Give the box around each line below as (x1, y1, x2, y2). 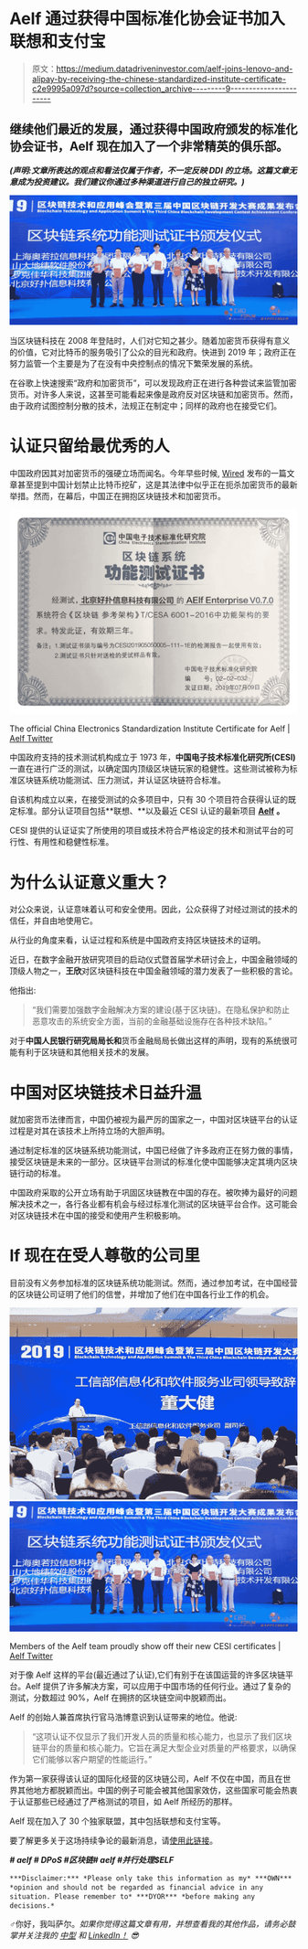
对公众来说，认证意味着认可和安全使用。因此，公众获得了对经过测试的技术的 (9, 904, 298, 915)
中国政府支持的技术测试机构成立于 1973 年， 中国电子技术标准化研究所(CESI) (9, 751, 296, 763)
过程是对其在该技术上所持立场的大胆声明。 (9, 1125, 170, 1136)
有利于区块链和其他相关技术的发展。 (16, 1047, 154, 1058)
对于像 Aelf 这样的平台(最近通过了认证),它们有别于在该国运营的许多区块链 (9, 1669, 286, 1680)
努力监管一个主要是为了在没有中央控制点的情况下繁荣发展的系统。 (9, 358, 258, 369)
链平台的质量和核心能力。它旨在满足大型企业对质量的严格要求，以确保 (31, 1742, 297, 1753)
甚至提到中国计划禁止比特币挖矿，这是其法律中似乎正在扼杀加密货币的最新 (16, 479, 298, 490)
